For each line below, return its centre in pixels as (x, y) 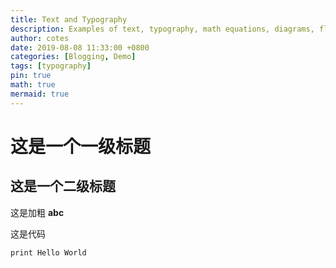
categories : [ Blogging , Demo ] (73, 57)
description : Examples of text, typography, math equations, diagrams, (162, 29)
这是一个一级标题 (81, 146)
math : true (33, 85)
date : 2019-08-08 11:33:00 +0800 (80, 47)
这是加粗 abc (37, 212)
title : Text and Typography (69, 19)
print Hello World (48, 252)
